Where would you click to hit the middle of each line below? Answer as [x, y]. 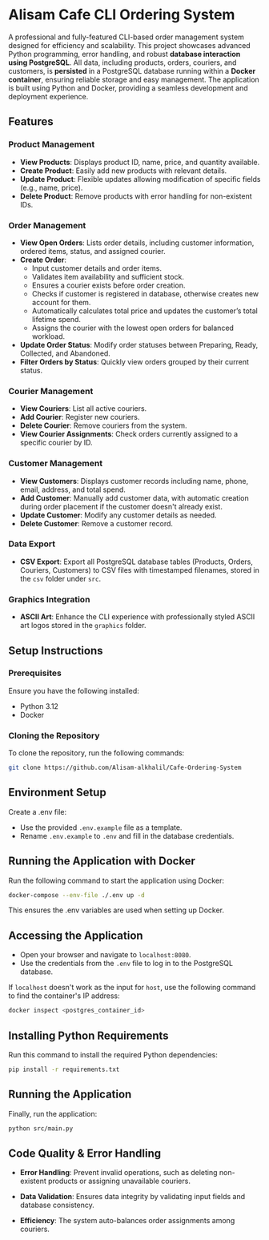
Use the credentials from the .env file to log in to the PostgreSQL [126, 964]
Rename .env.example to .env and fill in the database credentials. [127, 835]
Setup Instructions [56, 650]
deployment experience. [48, 96]
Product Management [52, 144]
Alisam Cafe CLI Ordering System [122, 15]
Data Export [32, 544]
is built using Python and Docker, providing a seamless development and [128, 88]
